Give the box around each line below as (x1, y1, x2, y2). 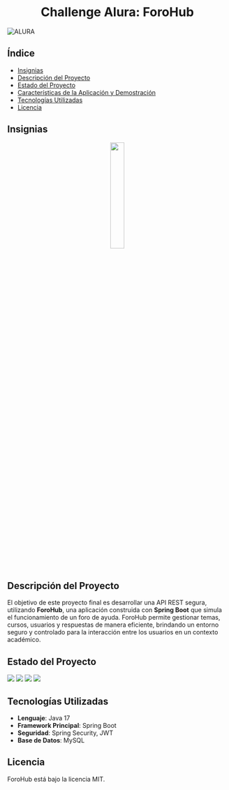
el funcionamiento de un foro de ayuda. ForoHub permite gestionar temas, (7, 613, 221, 622)
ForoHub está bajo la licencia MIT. (7, 775, 105, 783)
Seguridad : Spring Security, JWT (17, 729, 114, 737)
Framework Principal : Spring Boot (17, 722, 117, 729)
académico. (7, 636, 41, 644)
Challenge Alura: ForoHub (40, 4, 194, 20)
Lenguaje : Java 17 (17, 714, 71, 722)
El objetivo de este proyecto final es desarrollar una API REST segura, (7, 598, 207, 607)
